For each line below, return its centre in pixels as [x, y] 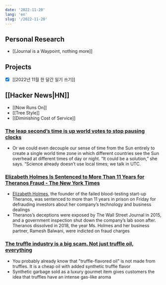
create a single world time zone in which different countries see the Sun [86, 153]
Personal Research [35, 39]
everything [19, 250]
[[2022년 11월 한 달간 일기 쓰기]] [44, 79]
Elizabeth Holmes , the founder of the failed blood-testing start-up [79, 194]
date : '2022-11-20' [25, 10]
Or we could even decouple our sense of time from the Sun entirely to [83, 148]
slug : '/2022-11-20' [27, 19]
